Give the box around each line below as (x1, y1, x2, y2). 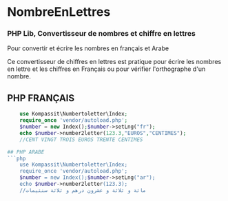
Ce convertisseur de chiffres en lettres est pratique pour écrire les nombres (7, 58, 222, 66)
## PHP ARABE (7, 149, 45, 156)
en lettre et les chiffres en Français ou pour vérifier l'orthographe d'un (7, 65, 206, 73)
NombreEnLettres (7, 4, 111, 20)
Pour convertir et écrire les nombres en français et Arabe (7, 44, 169, 52)
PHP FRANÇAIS (7, 92, 74, 104)
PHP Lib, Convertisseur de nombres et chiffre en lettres (7, 29, 196, 39)
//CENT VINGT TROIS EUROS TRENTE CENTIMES (19, 136, 143, 143)
